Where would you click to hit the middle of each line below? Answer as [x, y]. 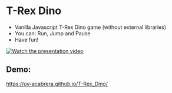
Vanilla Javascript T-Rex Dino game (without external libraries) [90, 27]
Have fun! [27, 39]
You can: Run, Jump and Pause [52, 33]
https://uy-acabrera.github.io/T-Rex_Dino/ [57, 84]
